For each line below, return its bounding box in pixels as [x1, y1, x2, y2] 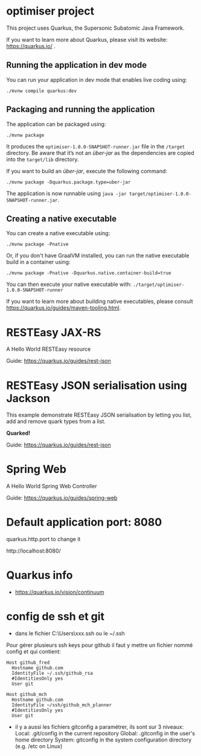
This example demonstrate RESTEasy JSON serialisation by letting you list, [6, 411, 192, 419]
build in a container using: [6, 259, 71, 266]
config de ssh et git [6, 610, 104, 623]
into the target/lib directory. [6, 156, 79, 163]
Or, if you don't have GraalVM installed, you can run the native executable [6, 252, 190, 259]
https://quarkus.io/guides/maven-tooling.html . [6, 304, 121, 311]
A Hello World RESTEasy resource [6, 345, 91, 353]
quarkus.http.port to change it [6, 535, 81, 543]
